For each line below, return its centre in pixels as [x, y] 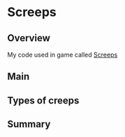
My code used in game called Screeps [62, 55]
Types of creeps [43, 100]
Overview [29, 38]
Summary [29, 124]
